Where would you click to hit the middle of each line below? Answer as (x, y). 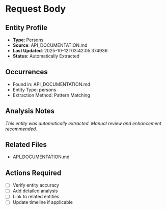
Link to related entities (36, 197)
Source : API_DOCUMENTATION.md (50, 45)
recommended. (21, 129)
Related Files (26, 145)
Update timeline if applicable (43, 202)
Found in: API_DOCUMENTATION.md (51, 84)
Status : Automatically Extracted (46, 56)
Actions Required (33, 173)
